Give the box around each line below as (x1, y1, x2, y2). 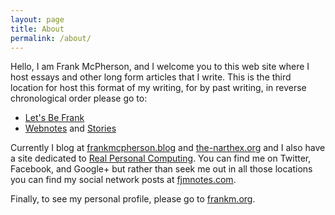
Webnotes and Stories (24, 122, 117, 135)
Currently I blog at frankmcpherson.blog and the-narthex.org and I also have (10, 142, 326, 154)
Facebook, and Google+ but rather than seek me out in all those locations (10, 163, 313, 175)
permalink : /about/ (10, 33, 92, 43)
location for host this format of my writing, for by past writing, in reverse (10, 82, 307, 94)
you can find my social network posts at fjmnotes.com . (10, 174, 237, 186)
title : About (10, 24, 65, 34)
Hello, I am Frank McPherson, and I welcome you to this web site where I (10, 61, 310, 73)
